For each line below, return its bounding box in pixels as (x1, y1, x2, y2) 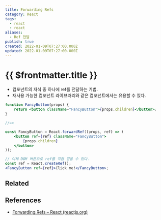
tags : (5, 16, 16, 21)
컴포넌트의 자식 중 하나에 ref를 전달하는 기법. (12, 87, 98, 93)
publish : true (5, 39, 34, 44)
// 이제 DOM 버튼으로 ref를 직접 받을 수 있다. (5, 157, 90, 161)
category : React (5, 12, 38, 17)
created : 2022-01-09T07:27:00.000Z (5, 44, 78, 49)
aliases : (5, 30, 23, 35)
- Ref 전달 (9, 35, 30, 40)
